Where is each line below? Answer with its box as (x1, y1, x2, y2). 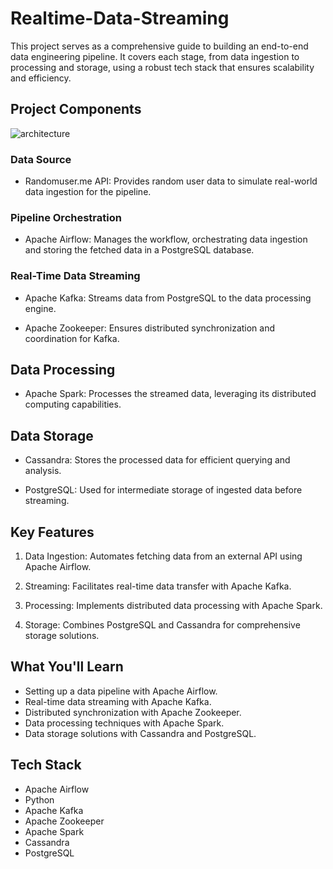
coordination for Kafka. (24, 332, 120, 344)
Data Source (10, 152, 72, 166)
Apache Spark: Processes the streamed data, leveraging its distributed (24, 388, 317, 400)
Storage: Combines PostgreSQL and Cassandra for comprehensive (24, 619, 301, 631)
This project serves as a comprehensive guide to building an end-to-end (10, 40, 309, 52)
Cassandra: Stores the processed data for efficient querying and (24, 454, 291, 466)
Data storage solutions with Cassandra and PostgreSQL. (24, 727, 257, 739)
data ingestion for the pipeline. (24, 186, 152, 198)
